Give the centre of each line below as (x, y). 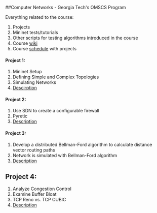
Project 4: (21, 177)
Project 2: (16, 99)
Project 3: (16, 133)
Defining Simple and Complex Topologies (56, 77)
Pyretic (20, 116)
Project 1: (15, 60)
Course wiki (25, 43)
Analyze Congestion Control (42, 189)
